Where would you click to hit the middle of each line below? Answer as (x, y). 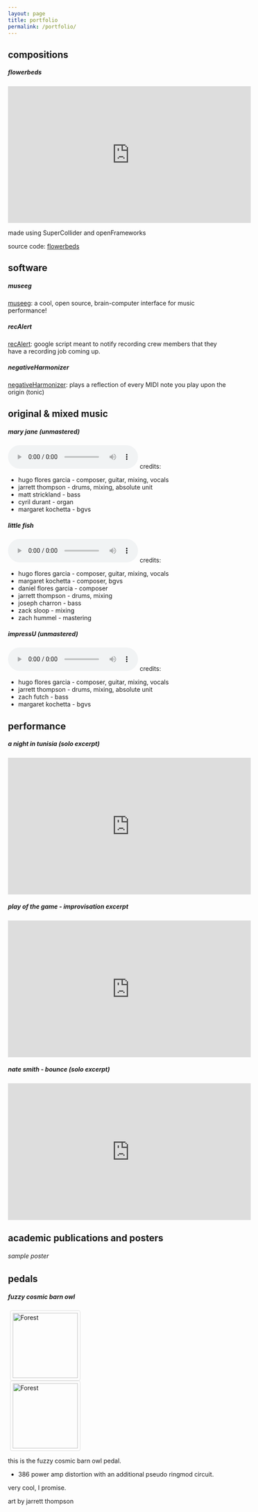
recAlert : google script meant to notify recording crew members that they (112, 344)
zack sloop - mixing (46, 610)
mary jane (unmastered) (44, 432)
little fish (21, 525)
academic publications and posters (86, 1238)
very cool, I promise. (37, 1488)
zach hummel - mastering (55, 618)
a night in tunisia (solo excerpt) (54, 744)
